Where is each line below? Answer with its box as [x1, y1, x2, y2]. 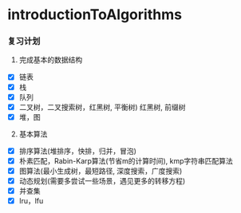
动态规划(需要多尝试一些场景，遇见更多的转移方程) [18, 176, 185, 185]
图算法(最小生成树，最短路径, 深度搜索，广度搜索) [18, 166, 183, 176]
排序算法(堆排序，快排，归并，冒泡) [18, 146, 136, 156]
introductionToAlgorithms [7, 6, 183, 24]
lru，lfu [18, 196, 44, 206]
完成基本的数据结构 [18, 55, 83, 65]
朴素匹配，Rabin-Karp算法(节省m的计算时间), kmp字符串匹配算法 [18, 156, 233, 165]
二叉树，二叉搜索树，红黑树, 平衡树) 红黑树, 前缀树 [18, 102, 186, 112]
